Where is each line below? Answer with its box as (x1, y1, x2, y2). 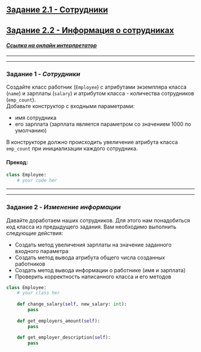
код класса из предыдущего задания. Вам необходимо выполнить (6, 223, 176, 230)
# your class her (17, 290, 60, 296)
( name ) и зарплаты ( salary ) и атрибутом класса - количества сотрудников (6, 90, 194, 97)
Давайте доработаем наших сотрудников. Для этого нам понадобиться (6, 216, 190, 224)
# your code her (17, 177, 58, 183)
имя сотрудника (14, 114, 57, 122)
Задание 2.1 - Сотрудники (6, 5, 108, 15)
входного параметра (14, 247, 69, 254)
